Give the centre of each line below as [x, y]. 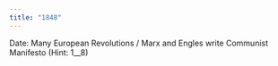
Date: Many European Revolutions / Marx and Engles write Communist [139, 43]
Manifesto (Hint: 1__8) [49, 52]
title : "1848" [36, 17]
